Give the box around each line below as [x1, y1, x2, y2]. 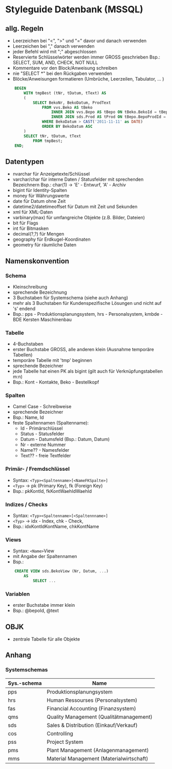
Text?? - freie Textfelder [20, 453, 71, 459]
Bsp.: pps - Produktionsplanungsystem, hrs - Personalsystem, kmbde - [12, 311, 163, 317]
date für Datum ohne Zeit [12, 198, 66, 204]
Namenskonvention [5, 257, 70, 265]
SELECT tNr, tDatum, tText [24, 133, 81, 139]
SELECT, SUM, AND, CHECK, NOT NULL [12, 60, 98, 65]
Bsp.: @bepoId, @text [12, 607, 59, 614]
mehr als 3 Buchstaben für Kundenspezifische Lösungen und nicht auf [12, 300, 162, 306]
